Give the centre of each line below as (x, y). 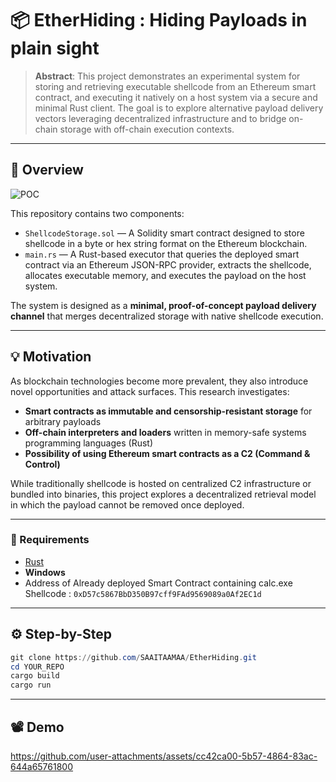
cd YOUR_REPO (37, 667)
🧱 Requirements (50, 540)
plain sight (55, 48)
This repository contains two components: (97, 213)
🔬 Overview (47, 170)
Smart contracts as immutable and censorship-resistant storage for (168, 411)
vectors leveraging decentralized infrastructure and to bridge (160, 118)
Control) (42, 464)
